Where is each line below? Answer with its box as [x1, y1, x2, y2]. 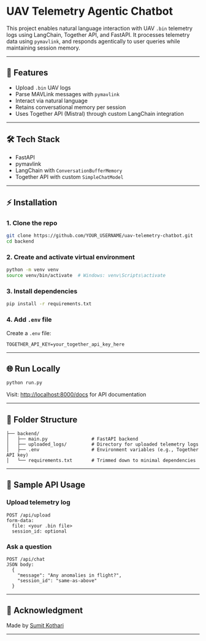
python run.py [6, 380, 43, 386]
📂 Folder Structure [6, 414, 78, 425]
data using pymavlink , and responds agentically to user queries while [6, 37, 180, 45]
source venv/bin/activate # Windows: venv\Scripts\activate [6, 273, 166, 279]
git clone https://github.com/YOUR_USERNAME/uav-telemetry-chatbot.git [6, 233, 193, 239]
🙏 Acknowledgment [6, 605, 83, 616]
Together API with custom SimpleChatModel [15, 173, 124, 180]
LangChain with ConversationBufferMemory [15, 167, 123, 174]
